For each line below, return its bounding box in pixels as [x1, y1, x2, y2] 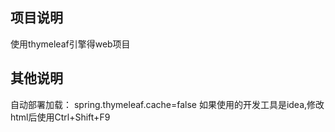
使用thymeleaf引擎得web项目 [10, 38, 131, 50]
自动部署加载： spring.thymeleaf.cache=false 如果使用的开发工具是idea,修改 [10, 98, 325, 110]
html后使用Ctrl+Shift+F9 [10, 111, 111, 123]
